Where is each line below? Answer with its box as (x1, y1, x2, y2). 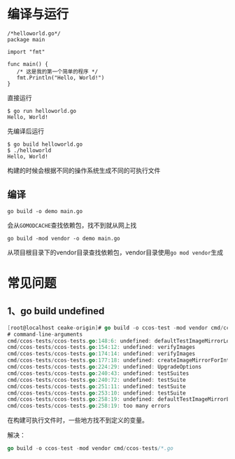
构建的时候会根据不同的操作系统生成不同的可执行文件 (7, 166, 161, 174)
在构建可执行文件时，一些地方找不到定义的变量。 (7, 416, 148, 425)
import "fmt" (7, 48, 45, 55)
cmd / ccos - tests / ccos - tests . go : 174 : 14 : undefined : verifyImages (7, 350, 196, 357)
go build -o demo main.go (7, 207, 83, 214)
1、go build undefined (7, 306, 105, 317)
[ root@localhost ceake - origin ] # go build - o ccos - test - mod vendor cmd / (7, 324, 224, 331)
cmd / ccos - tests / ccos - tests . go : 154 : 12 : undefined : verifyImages (7, 344, 196, 351)
